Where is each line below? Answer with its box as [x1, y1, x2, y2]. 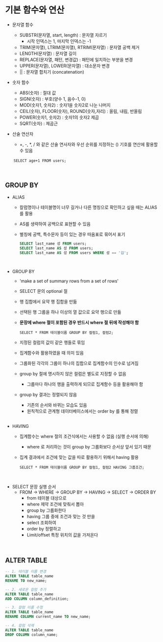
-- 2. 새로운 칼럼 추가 [5, 587, 47, 592]
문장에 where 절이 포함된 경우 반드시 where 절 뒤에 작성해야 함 [19, 320, 139, 326]
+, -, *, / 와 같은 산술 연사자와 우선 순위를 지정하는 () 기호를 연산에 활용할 [19, 141, 158, 147]
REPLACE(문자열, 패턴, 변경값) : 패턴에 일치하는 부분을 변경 [19, 56, 133, 62]
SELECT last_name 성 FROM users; [19, 241, 87, 246]
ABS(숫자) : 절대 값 [19, 89, 56, 96]
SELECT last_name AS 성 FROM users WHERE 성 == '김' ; [19, 250, 129, 255]
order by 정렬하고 [26, 526, 61, 532]
